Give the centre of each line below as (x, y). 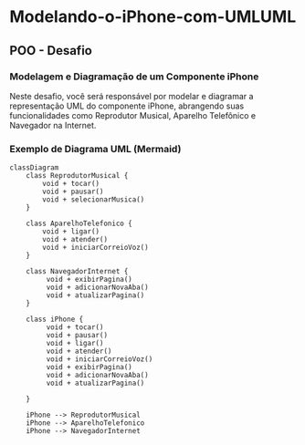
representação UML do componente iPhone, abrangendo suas (127, 106)
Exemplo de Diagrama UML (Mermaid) (95, 149)
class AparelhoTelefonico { (79, 224)
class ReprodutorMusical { (77, 176)
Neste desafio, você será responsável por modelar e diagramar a (131, 96)
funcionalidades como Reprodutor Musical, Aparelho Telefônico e (133, 115)
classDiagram (34, 168)
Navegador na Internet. (53, 125)
